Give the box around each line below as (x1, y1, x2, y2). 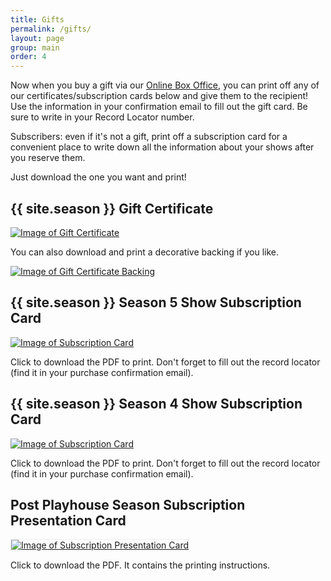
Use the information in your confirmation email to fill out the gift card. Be (10, 101, 308, 113)
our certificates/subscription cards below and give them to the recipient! (10, 90, 309, 102)
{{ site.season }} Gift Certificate (10, 200, 214, 217)
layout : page (10, 33, 65, 43)
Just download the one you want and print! (10, 171, 187, 183)
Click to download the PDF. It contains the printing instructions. (10, 559, 271, 571)
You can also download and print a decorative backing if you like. (10, 246, 279, 258)
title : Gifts (10, 14, 65, 25)
